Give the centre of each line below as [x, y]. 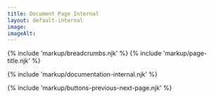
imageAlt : [22, 33]
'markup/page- [185, 53]
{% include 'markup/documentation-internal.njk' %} [83, 74]
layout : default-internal [45, 20]
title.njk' [19, 61]
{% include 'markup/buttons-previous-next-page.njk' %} [90, 88]
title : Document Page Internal [53, 14]
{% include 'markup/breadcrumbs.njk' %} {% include [84, 53]
